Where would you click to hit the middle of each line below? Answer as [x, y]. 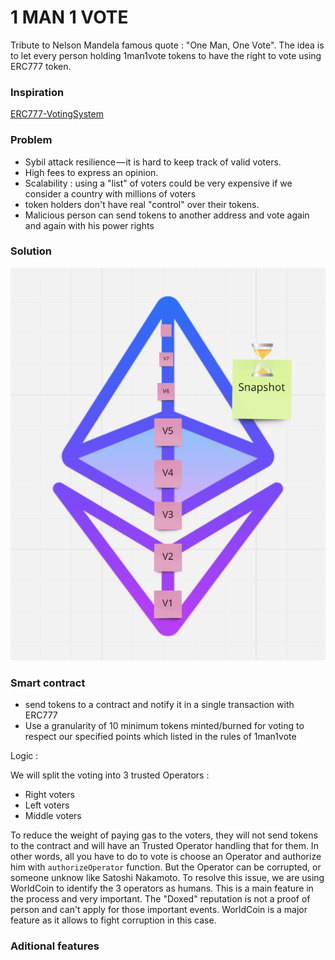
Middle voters [53, 816]
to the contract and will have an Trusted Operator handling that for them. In [164, 846]
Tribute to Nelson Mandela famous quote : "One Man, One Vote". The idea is [167, 45]
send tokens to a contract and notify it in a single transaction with [159, 705]
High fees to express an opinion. [91, 172]
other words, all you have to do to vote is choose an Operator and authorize [166, 857]
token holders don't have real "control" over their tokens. [142, 204]
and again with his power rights [89, 225]
